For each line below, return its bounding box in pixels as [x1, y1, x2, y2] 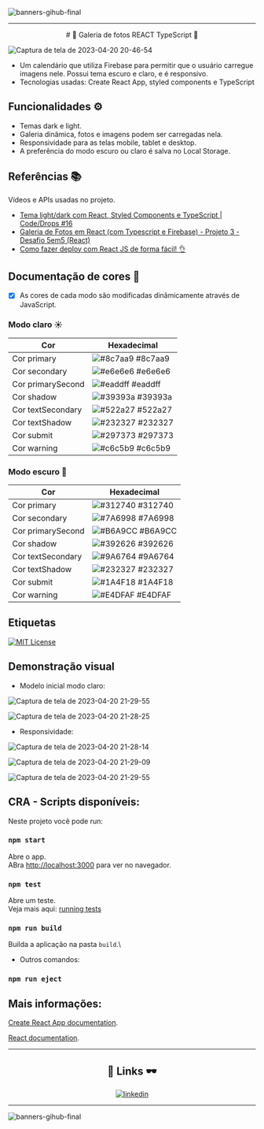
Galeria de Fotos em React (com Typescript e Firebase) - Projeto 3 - [19, 227, 240, 236]
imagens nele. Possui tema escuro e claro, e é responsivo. [19, 69, 208, 78]
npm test [8, 879, 42, 889]
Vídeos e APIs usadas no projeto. [8, 195, 115, 204]
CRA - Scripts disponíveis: [8, 796, 140, 809]
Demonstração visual [8, 660, 115, 674]
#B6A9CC [139, 526, 178, 537]
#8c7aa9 [135, 353, 170, 364]
